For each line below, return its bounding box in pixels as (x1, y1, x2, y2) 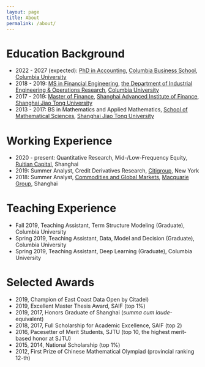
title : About (6, 15, 40, 21)
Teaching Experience (6, 201, 116, 215)
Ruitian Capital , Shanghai (15, 160, 78, 168)
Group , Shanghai (15, 180, 58, 187)
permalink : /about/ (6, 20, 56, 26)
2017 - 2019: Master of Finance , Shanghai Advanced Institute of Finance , (15, 93, 199, 100)
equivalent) (15, 316, 44, 323)
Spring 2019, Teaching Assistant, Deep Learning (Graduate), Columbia (15, 248, 193, 255)
